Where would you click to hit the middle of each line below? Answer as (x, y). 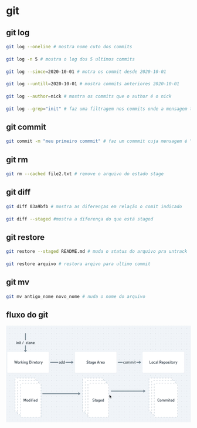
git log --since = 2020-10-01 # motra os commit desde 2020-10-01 (86, 72)
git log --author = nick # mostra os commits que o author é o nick (89, 96)
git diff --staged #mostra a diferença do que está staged (80, 219)
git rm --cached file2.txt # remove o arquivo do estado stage (85, 174)
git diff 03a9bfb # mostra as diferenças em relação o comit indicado (94, 206)
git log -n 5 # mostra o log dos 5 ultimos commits (70, 59)
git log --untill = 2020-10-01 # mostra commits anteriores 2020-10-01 (93, 84)
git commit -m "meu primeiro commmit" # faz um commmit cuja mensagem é (97, 141)
